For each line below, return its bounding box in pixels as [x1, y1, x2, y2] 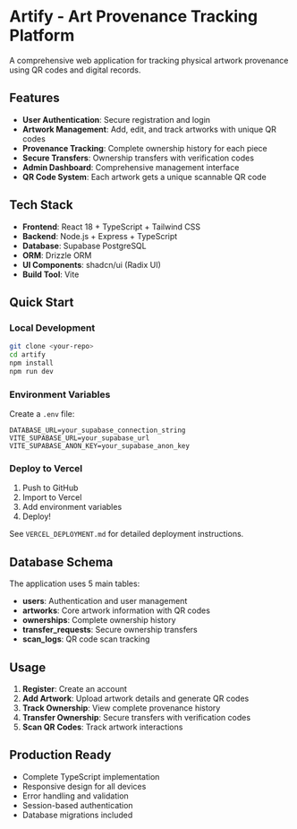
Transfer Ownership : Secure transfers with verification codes [21, 712, 251, 722]
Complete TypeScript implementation [21, 771, 160, 782]
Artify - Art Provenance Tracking [9, 6, 258, 27]
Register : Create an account [21, 683, 128, 694]
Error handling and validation [21, 790, 130, 801]
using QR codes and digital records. [9, 65, 141, 75]
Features [9, 91, 60, 106]
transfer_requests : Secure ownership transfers [21, 625, 199, 635]
